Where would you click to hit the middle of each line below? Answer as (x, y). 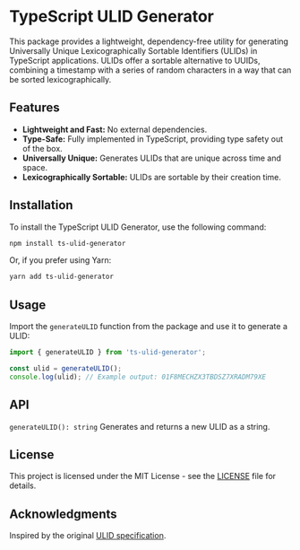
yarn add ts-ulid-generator (62, 277)
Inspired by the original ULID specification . (88, 536)
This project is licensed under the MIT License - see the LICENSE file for (142, 476)
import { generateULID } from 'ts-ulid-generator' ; (107, 353)
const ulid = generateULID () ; (66, 369)
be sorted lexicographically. (60, 79)
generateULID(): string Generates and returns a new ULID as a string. (140, 426)
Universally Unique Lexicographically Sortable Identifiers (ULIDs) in (133, 50)
